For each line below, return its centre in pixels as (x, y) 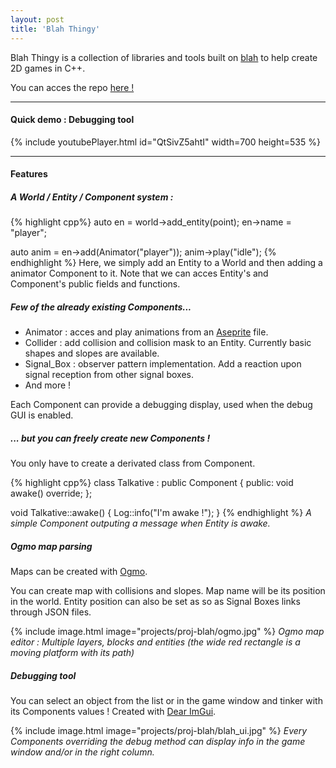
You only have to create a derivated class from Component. (133, 463)
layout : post (37, 19)
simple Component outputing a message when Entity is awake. (140, 523)
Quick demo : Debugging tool (72, 120)
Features (29, 174)
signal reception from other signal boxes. (109, 375)
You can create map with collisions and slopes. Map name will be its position (168, 591)
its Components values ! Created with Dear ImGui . (113, 712)
